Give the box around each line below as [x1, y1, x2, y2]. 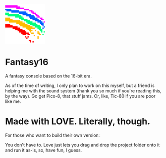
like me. [5, 98, 21, 104]
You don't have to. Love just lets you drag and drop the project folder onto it [5, 142, 160, 148]
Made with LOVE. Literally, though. [5, 116, 151, 127]
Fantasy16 [5, 57, 49, 68]
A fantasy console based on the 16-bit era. [5, 73, 92, 79]
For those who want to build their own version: [5, 132, 100, 138]
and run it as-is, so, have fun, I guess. [5, 147, 82, 153]
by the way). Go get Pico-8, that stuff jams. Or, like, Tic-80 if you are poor [5, 93, 156, 99]
